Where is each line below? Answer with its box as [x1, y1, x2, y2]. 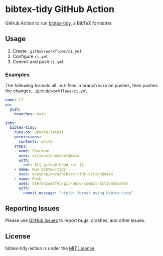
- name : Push [14, 176, 42, 181]
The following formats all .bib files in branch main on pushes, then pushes [5, 83, 158, 89]
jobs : [5, 120, 17, 126]
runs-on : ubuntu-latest [14, 130, 64, 135]
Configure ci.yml [12, 53, 49, 59]
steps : [14, 144, 28, 149]
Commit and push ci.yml [12, 59, 64, 65]
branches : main [14, 111, 46, 116]
